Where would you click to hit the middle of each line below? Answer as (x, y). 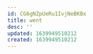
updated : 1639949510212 (42, 33)
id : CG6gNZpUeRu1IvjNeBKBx (47, 14)
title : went (25, 20)
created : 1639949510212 (42, 40)
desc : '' (20, 27)
